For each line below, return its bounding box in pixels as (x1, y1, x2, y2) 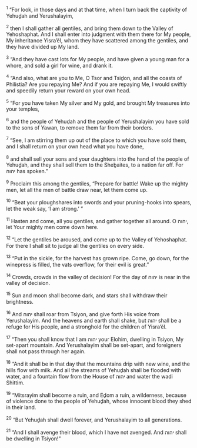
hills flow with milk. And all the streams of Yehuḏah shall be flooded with (6, 366, 181, 373)
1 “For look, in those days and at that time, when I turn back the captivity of (6, 5, 187, 13)
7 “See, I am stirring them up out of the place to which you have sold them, (6, 135, 187, 144)
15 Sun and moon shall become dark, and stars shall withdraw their (6, 291, 168, 299)
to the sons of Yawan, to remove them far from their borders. (6, 124, 153, 131)
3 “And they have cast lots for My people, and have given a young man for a (6, 55, 189, 62)
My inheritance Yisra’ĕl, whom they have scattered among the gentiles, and (6, 37, 189, 44)
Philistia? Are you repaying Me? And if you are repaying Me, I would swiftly (6, 81, 187, 88)
